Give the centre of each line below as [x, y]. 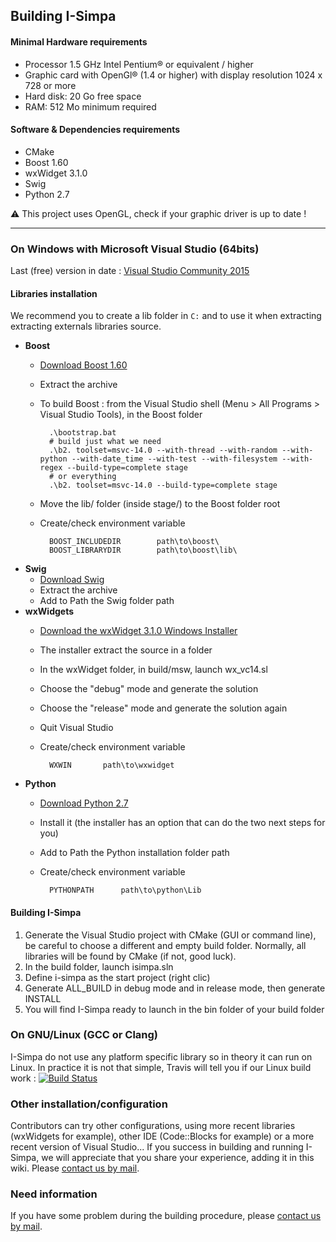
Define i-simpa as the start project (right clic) [117, 977]
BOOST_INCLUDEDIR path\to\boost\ [134, 542]
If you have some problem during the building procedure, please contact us [166, 1216]
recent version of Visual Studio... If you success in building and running [157, 1147]
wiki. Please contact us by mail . [75, 1168]
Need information [54, 1194]
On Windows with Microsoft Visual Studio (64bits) [135, 249]
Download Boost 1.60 [83, 365]
